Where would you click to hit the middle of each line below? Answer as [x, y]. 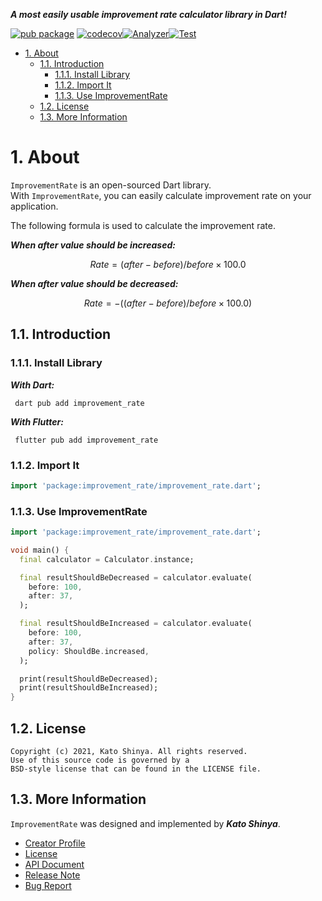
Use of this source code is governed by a [100, 760]
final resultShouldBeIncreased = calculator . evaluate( [136, 624]
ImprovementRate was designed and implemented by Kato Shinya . [145, 823]
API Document [54, 864]
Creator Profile [55, 843]
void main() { [40, 550]
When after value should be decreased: [94, 283]
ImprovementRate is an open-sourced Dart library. [111, 185]
